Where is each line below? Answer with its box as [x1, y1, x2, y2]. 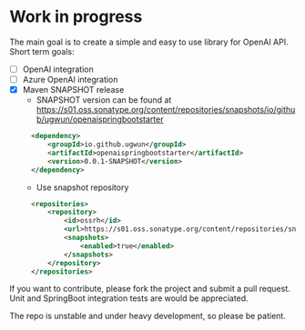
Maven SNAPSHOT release [22, 85, 125, 95]
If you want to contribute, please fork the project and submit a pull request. [9, 284, 290, 295]
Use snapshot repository [36, 182, 129, 193]
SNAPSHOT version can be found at [36, 95, 172, 105]
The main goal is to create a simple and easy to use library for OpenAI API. [9, 36, 289, 47]
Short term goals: [9, 45, 75, 56]
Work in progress [9, 6, 143, 27]
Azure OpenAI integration [22, 75, 118, 85]
